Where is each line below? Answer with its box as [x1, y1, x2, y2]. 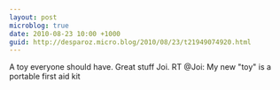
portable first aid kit [9, 71, 82, 82]
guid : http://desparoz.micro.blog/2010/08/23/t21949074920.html [9, 37, 252, 47]
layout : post [9, 12, 58, 22]
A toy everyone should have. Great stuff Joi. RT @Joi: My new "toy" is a [9, 62, 272, 72]
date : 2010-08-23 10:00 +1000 [9, 29, 121, 38]
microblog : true [9, 21, 69, 30]
